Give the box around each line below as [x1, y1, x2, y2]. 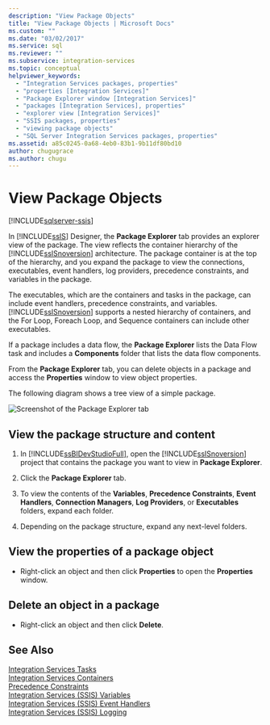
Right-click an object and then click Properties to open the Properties [19, 566, 254, 576]
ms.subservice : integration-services [8, 57, 135, 65]
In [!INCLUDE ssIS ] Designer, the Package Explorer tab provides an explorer [8, 232, 260, 241]
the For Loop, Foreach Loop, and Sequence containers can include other [8, 316, 250, 325]
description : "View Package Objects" [8, 11, 135, 20]
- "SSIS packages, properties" [15, 117, 121, 125]
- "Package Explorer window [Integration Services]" [15, 94, 197, 103]
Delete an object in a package [8, 598, 160, 612]
